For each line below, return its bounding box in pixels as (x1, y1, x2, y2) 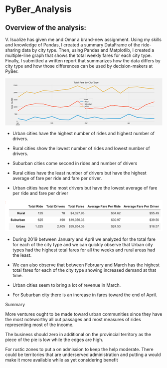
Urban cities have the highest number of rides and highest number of (12, 131, 155, 137)
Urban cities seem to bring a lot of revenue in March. (12, 282, 121, 288)
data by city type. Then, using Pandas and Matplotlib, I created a (21, 47, 155, 53)
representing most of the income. (5, 322, 74, 328)
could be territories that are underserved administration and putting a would (5, 352, 161, 358)
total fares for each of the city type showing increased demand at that (12, 267, 157, 273)
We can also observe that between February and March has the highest (12, 262, 160, 268)
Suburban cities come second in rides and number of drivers (12, 161, 138, 167)
